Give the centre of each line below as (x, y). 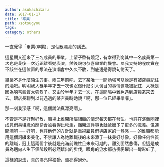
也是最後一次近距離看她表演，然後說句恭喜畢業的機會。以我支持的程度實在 (84, 63)
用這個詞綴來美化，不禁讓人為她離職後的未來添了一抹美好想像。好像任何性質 (82, 137)
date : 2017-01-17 (23, 14)
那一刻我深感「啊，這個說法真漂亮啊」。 (45, 108)
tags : (10, 28)
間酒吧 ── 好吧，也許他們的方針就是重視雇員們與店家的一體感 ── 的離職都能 (82, 131)
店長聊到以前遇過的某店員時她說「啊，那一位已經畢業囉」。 (77, 98)
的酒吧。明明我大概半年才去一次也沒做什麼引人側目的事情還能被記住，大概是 (82, 86)
